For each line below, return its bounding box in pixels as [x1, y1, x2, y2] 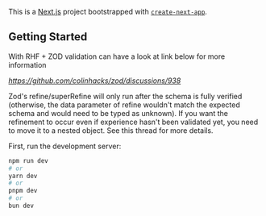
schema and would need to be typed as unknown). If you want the [8, 108, 228, 118]
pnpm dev [8, 187, 38, 195]
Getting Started [8, 30, 88, 44]
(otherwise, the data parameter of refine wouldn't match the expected [8, 100, 240, 110]
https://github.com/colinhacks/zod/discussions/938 [8, 76, 181, 85]
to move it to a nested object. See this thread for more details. [8, 125, 214, 135]
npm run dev [8, 156, 48, 164]
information [8, 60, 47, 69]
